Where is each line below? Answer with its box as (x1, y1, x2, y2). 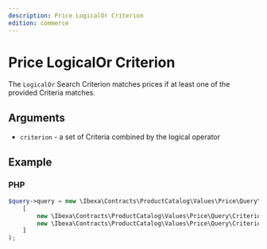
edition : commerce (8, 19, 69, 27)
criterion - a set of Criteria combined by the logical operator (19, 132, 221, 142)
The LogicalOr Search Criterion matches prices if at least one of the (8, 80, 230, 89)
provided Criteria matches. (8, 88, 95, 98)
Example (8, 155, 52, 169)
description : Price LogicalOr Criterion (8, 11, 145, 20)
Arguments (8, 111, 66, 124)
